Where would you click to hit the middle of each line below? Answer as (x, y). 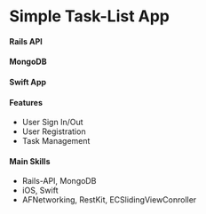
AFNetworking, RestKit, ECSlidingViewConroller (109, 200)
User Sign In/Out (52, 123)
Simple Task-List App (90, 16)
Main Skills (30, 161)
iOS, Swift (40, 190)
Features (26, 102)
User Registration (54, 131)
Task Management (56, 141)
